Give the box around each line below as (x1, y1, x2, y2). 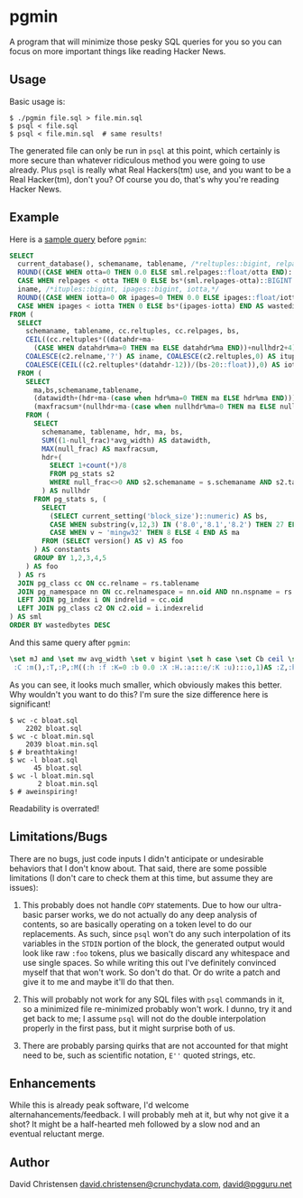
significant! (9, 698, 51, 709)
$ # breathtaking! (9, 747, 78, 756)
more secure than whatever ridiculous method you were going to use (9, 154, 266, 165)
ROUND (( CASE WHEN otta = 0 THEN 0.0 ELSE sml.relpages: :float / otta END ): (17, 268, 293, 277)
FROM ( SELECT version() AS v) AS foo (41, 537, 183, 546)
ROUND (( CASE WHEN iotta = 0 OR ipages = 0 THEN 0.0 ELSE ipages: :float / (17, 293, 280, 302)
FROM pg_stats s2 (49, 470, 115, 479)
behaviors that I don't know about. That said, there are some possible (9, 863, 268, 874)
